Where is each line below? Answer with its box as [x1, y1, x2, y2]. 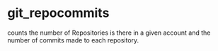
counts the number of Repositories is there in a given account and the [7, 28, 211, 37]
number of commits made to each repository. [7, 35, 139, 44]
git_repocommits [7, 5, 110, 21]
